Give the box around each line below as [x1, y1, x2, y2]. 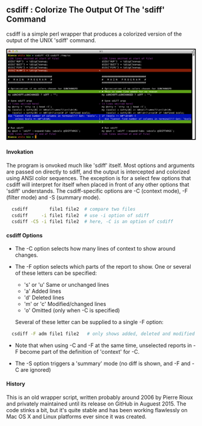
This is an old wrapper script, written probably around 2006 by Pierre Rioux [6, 393, 194, 401]
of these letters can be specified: [14, 269, 97, 277]
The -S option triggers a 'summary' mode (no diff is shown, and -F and [14, 360, 191, 367]
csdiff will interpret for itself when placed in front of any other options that [6, 181, 189, 188]
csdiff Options [6, 231, 43, 239]
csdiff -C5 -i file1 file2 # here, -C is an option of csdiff [11, 219, 173, 225]
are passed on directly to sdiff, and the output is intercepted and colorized [6, 168, 190, 175]
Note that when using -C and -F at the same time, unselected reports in [14, 342, 192, 349]
